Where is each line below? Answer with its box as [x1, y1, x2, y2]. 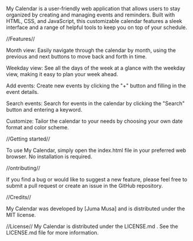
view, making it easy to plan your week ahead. [6, 71, 119, 77]
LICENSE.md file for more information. [6, 229, 99, 236]
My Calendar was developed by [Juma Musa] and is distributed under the [6, 205, 185, 212]
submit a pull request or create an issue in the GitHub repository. [6, 183, 163, 189]
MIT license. [6, 211, 37, 218]
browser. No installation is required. [6, 153, 93, 160]
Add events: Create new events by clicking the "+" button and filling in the [6, 82, 186, 89]
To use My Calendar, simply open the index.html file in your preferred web [6, 147, 187, 154]
